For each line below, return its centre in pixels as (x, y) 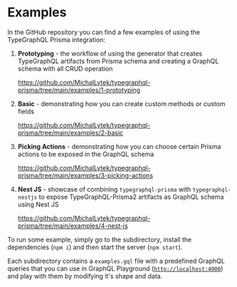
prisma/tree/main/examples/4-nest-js (73, 226)
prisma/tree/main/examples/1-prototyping (79, 90)
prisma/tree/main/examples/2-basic (70, 132)
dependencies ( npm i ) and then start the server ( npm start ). (95, 247)
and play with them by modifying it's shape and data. (85, 276)
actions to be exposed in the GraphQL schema (86, 154)
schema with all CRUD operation (65, 68)
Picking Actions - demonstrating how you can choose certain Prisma (119, 146)
